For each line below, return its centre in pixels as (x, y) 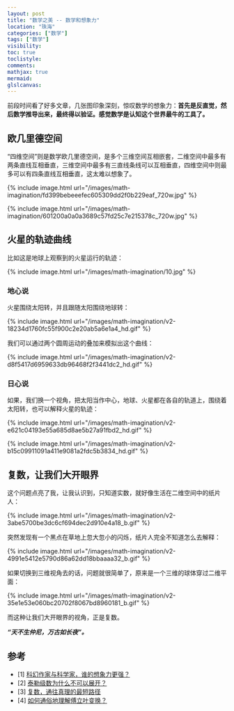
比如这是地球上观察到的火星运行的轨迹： (65, 258)
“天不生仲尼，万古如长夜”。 (48, 632)
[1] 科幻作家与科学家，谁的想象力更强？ (73, 674)
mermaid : (20, 78)
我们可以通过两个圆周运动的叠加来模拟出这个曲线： (80, 343)
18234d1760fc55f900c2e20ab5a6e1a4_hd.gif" (74, 329)
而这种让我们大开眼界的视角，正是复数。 (65, 618)
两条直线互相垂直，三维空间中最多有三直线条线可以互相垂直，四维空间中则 (114, 165)
